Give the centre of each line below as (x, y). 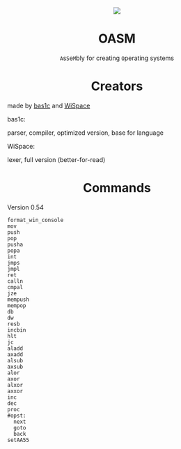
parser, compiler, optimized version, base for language (85, 133)
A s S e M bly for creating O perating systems (117, 58)
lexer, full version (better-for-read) (56, 159)
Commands (117, 188)
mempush (18, 300)
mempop (17, 306)
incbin (17, 330)
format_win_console (36, 220)
